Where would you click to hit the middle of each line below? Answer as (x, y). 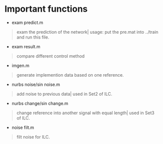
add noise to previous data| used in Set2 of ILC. (64, 94)
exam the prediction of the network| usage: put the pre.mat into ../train (87, 32)
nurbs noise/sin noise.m (36, 84)
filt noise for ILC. (33, 137)
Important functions (46, 9)
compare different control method (51, 56)
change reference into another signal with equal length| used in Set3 (85, 113)
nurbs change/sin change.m (40, 103)
